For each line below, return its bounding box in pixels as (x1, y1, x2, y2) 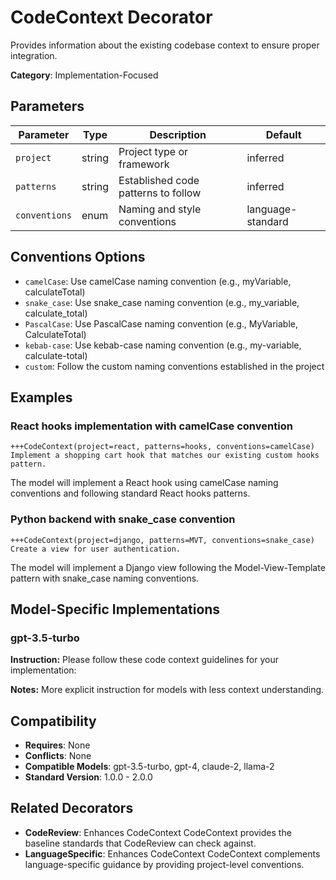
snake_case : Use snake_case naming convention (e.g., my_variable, (24, 296, 300, 308)
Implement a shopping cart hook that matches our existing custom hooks (10, 451, 320, 461)
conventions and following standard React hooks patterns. (10, 487, 251, 500)
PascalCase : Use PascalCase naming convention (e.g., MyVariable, (24, 317, 299, 330)
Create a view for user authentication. (10, 544, 182, 554)
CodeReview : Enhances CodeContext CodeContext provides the (24, 826, 292, 838)
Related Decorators (10, 800, 134, 817)
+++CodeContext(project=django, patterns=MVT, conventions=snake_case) (10, 535, 315, 545)
